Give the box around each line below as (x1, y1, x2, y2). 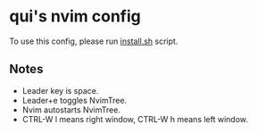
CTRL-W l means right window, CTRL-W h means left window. (21, 113, 248, 124)
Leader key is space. (21, 85, 99, 96)
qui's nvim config (9, 6, 141, 27)
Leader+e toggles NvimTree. (21, 95, 128, 105)
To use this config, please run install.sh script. (9, 36, 178, 46)
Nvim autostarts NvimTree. (21, 104, 120, 115)
